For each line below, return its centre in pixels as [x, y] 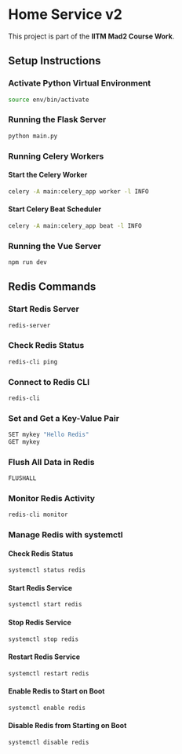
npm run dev [27, 262]
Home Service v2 [66, 15]
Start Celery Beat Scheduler [55, 209]
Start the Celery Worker [48, 175]
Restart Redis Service [44, 657]
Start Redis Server [44, 309]
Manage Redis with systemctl [66, 535]
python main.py [33, 136]
